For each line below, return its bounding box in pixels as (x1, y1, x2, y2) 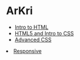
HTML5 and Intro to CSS (14, 29, 74, 36)
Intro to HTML (14, 24, 49, 31)
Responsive (14, 47, 42, 54)
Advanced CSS (14, 36, 52, 43)
